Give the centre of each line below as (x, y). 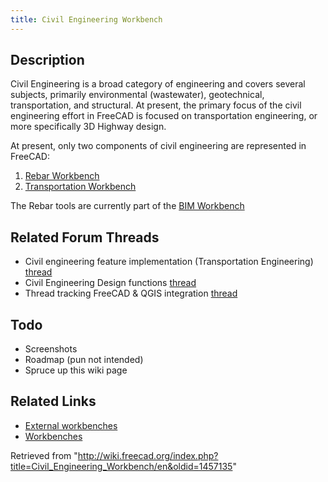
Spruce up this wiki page (76, 370)
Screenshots (51, 349)
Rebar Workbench (62, 176)
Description (47, 60)
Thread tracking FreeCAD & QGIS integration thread (131, 293)
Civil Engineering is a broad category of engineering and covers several (158, 84)
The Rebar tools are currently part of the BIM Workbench (127, 206)
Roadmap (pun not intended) (84, 360)
